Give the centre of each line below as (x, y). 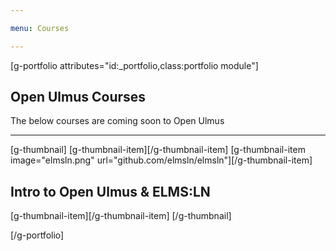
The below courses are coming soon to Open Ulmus (117, 121)
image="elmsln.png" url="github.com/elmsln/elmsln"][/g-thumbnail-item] (161, 160)
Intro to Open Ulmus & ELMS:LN (110, 191)
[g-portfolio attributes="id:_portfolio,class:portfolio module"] (134, 65)
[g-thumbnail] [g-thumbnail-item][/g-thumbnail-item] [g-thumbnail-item (158, 150)
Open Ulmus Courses (78, 97)
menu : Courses (40, 28)
